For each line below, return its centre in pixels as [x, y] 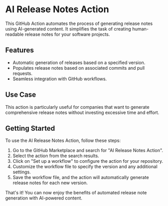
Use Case [21, 95]
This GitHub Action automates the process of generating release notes [79, 23]
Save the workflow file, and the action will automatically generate [81, 178]
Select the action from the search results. [56, 156]
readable [14, 34]
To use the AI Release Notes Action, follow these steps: [63, 140]
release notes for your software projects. [67, 34]
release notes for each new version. [50, 183]
